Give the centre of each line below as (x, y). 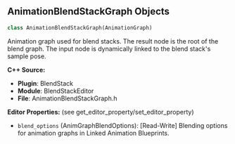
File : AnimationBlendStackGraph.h (67, 98)
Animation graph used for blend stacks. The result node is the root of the (113, 41)
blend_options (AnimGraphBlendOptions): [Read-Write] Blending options (122, 125)
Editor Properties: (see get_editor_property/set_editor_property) (101, 112)
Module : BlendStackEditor (56, 91)
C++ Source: (26, 70)
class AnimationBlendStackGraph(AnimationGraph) (80, 27)
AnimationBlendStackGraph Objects (89, 12)
